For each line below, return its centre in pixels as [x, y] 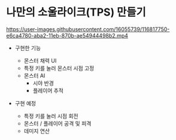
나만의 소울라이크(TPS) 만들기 [76, 12]
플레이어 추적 [48, 90]
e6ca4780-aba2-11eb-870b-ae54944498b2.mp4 [67, 35]
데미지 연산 [37, 131]
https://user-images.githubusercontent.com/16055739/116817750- [88, 29]
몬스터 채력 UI [40, 60]
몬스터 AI [34, 75]
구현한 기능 [28, 48]
